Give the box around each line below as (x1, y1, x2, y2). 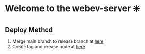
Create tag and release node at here (12, 44, 86, 49)
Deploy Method (5, 25, 53, 34)
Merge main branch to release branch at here (12, 38, 104, 44)
